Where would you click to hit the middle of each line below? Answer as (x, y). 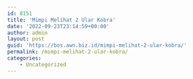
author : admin (28, 33)
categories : (24, 58)
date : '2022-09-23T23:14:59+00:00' (58, 26)
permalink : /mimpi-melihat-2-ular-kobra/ (68, 52)
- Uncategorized (43, 65)
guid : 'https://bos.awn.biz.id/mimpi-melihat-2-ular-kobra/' (97, 45)
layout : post (26, 39)
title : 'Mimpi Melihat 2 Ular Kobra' (62, 20)
